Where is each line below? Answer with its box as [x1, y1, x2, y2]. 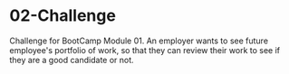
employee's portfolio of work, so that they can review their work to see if [9, 44, 281, 55]
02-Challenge [9, 5, 116, 26]
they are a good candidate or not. [9, 54, 134, 65]
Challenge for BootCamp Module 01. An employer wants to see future [9, 35, 269, 46]
